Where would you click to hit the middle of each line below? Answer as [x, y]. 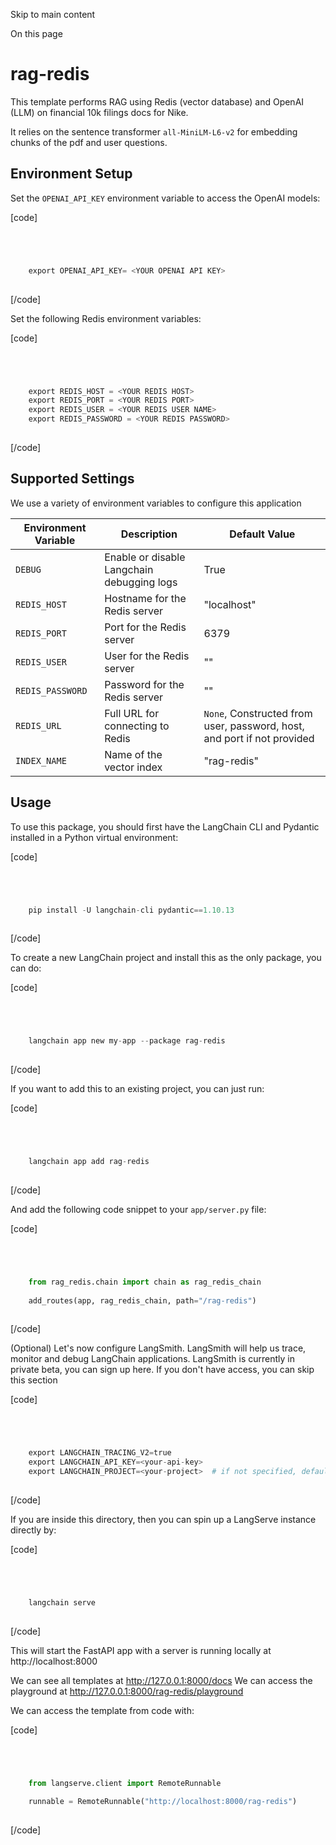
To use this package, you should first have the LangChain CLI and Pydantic [165, 826]
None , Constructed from [258, 713]
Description [149, 534]
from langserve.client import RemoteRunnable [125, 1783]
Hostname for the [145, 598]
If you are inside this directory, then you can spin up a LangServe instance [163, 1519]
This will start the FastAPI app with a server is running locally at [141, 1650]
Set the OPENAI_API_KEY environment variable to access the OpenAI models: [165, 198]
